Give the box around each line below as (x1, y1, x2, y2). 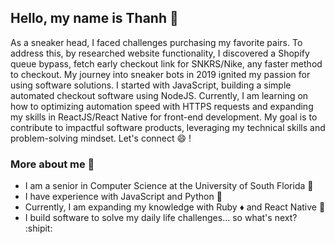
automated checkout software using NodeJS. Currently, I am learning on (10, 89, 309, 101)
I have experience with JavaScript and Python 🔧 (24, 191, 223, 203)
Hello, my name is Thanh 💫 (10, 10, 179, 27)
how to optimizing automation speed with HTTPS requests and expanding (10, 100, 314, 112)
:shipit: (24, 222, 53, 235)
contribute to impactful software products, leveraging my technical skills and (10, 121, 326, 133)
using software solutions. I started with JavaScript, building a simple (10, 79, 292, 91)
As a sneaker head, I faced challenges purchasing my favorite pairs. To (10, 36, 303, 48)
